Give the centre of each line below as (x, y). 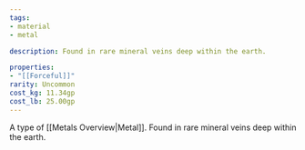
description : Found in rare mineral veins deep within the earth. (138, 51)
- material (30, 26)
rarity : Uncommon (42, 85)
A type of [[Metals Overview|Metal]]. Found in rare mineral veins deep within (153, 127)
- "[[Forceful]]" (42, 76)
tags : (20, 18)
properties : (32, 68)
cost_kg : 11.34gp (42, 93)
